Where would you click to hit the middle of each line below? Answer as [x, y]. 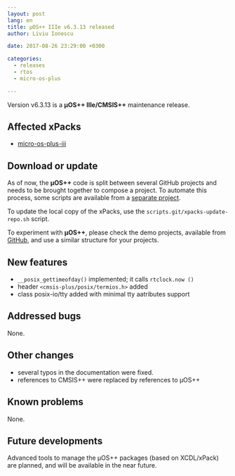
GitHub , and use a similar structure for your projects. [83, 240]
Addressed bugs [44, 317]
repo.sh [19, 220]
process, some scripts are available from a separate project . [94, 198]
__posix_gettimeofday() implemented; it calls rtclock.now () [106, 280]
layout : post [26, 14]
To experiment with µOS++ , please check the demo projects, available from [117, 232]
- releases [29, 65]
